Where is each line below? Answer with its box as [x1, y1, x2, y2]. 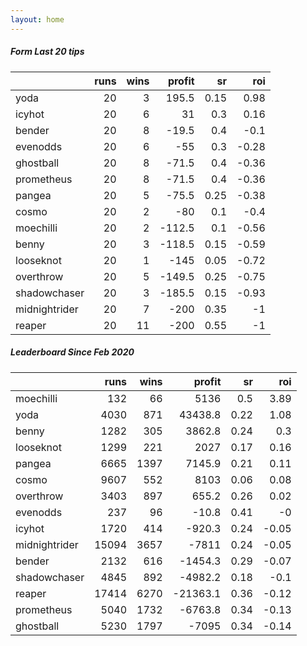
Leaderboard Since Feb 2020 [10, 346, 135, 358]
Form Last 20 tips [10, 46, 85, 58]
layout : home [10, 14, 65, 25]
